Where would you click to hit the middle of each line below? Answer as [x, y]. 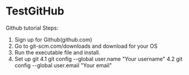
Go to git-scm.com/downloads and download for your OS [86, 46]
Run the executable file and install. [57, 52]
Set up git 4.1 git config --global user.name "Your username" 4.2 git [98, 59]
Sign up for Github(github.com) [53, 39]
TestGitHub [35, 11]
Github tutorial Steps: [32, 28]
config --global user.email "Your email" [63, 65]
